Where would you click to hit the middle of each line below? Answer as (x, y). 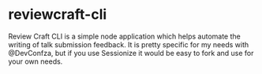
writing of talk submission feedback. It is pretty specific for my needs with (129, 44)
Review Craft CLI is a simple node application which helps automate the (124, 36)
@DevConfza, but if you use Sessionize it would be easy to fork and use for (131, 53)
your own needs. (36, 61)
